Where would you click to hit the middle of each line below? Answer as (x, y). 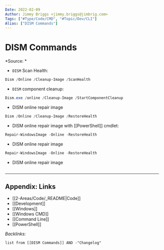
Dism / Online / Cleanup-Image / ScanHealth (48, 80)
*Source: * (16, 61)
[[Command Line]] (31, 219)
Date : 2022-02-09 (23, 10)
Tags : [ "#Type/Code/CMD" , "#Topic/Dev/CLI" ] (51, 19)
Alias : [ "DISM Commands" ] (31, 23)
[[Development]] (29, 203)
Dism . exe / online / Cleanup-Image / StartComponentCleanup (64, 98)
